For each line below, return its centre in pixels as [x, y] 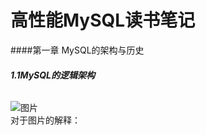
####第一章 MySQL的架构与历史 [77, 50]
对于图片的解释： [45, 120]
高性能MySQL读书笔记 [103, 20]
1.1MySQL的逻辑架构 [52, 75]
